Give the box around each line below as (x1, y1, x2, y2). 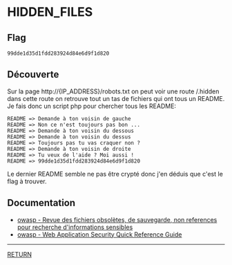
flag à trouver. (7, 177, 47, 185)
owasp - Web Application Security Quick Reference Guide (17, 230, 182, 239)
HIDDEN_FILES (7, 4, 93, 20)
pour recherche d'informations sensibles (17, 223, 133, 231)
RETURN (7, 250, 32, 258)
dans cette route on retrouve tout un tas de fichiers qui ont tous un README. (7, 94, 225, 102)
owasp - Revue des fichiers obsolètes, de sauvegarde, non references (17, 215, 217, 223)
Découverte (7, 68, 59, 80)
